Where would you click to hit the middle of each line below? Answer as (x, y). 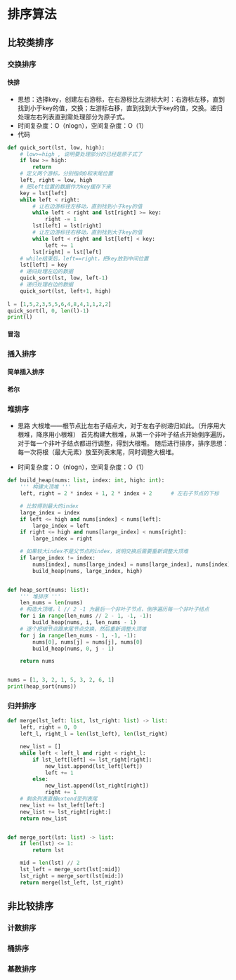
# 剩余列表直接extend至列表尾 (59, 799)
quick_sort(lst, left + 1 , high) (66, 291)
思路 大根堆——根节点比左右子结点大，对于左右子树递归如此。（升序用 (118, 426)
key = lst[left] (44, 193)
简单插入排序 (26, 372)
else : (41, 779)
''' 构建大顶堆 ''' (46, 487)
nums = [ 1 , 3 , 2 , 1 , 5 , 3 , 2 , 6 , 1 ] (61, 680)
